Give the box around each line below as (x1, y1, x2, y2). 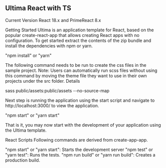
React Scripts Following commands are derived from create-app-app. (5, 137, 148, 143)
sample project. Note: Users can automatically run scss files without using (5, 67, 158, 73)
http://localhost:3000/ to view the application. (5, 102, 99, 109)
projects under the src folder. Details (5, 78, 80, 84)
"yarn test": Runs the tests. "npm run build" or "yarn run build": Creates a (5, 152, 156, 158)
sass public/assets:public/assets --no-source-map (5, 87, 110, 94)
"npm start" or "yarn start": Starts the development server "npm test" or (5, 147, 153, 153)
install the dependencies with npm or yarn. (5, 42, 93, 49)
